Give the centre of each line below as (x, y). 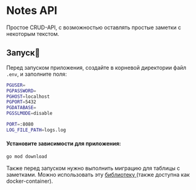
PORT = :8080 (20, 124)
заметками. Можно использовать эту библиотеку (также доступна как (98, 174)
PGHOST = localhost (28, 97)
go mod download (27, 156)
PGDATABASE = (21, 108)
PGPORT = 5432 (21, 102)
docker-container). (30, 181)
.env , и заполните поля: (37, 74)
